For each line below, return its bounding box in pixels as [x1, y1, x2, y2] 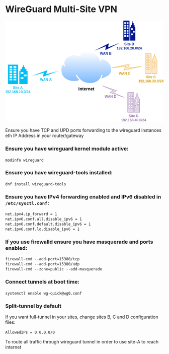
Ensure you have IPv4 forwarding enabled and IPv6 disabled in [5, 193, 161, 200]
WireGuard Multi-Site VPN [5, 4, 117, 15]
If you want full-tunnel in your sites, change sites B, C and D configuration [5, 314, 158, 320]
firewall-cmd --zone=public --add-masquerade [5, 267, 102, 272]
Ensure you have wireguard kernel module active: [5, 145, 129, 152]
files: [5, 319, 16, 325]
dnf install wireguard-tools [5, 181, 66, 187]
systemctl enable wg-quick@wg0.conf [5, 291, 82, 296]
